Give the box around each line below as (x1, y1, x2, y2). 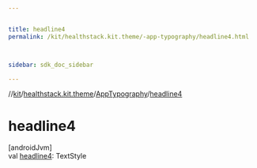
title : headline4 (8, 25, 66, 33)
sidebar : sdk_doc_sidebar (8, 61, 93, 69)
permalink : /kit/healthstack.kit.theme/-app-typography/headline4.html (8, 32, 249, 40)
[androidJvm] (8, 143, 53, 152)
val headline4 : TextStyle (8, 151, 87, 161)
